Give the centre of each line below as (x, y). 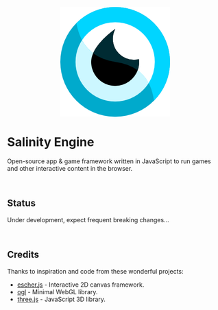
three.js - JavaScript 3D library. (61, 299)
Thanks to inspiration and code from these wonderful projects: (95, 271)
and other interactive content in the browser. (70, 168)
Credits (23, 255)
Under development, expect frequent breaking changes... (88, 219)
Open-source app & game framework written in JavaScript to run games (109, 161)
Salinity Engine (51, 142)
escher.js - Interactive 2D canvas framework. (81, 285)
